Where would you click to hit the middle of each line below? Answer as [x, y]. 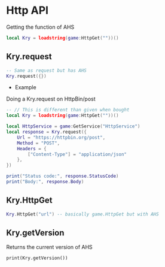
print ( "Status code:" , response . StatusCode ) [62, 176]
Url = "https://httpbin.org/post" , [61, 137]
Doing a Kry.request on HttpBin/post [51, 99]
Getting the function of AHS [40, 27]
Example [26, 87]
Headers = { [32, 148]
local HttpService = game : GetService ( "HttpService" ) [73, 126]
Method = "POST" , [39, 143]
